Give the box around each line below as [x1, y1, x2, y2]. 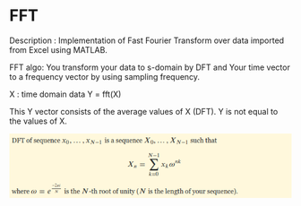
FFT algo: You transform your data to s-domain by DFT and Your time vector [9, 62, 291, 73]
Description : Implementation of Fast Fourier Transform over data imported [9, 35, 285, 46]
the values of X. [9, 116, 67, 126]
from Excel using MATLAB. [9, 44, 107, 55]
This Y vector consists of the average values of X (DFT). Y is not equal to [9, 106, 279, 116]
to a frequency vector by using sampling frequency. [9, 71, 200, 82]
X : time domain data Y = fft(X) [9, 89, 122, 99]
